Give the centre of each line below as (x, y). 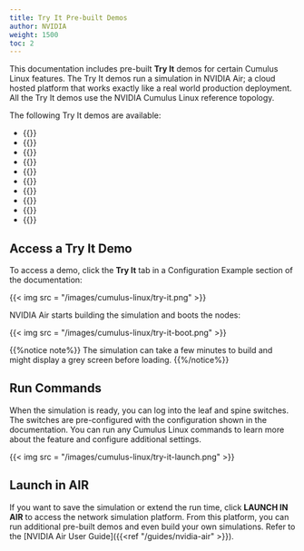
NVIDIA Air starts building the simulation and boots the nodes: (125, 315)
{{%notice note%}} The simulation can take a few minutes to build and (141, 350)
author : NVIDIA (38, 26)
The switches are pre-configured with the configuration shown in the (138, 419)
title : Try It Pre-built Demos (69, 18)
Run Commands (55, 388)
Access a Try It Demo (71, 248)
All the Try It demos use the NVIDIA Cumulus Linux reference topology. (142, 98)
